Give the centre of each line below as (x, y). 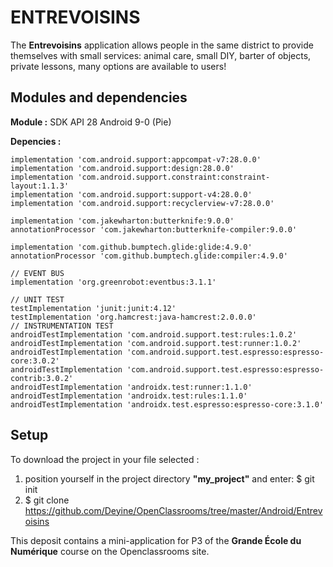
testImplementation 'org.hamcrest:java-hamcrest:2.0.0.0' (133, 317)
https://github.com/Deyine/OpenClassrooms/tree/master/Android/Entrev (173, 510)
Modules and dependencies (99, 97)
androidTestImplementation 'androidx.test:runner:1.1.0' (131, 387)
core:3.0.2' (35, 361)
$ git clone (47, 500)
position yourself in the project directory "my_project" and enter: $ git (169, 478)
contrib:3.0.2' (42, 378)
